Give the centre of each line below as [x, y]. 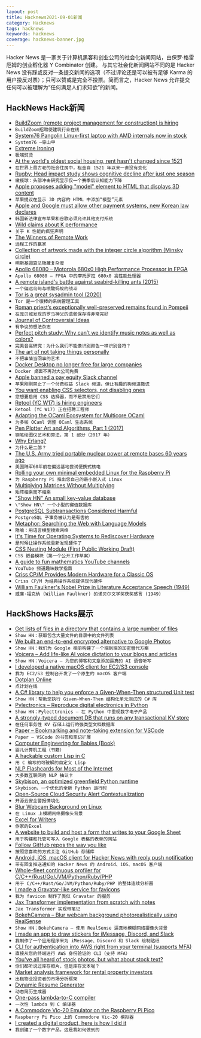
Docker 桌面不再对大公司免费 [47, 371]
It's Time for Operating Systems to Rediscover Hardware [84, 536]
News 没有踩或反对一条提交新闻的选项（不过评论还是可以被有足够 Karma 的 [99, 72]
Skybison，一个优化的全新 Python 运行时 [61, 788]
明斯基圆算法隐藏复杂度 [39, 263]
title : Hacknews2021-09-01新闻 [44, 17]
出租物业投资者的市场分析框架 [46, 979]
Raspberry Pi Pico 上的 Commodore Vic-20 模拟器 [74, 1017]
